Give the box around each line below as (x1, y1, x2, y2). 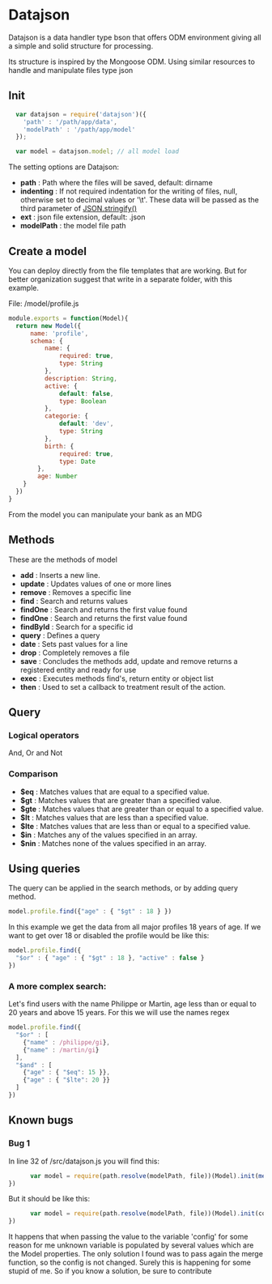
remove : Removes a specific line (19, 587, 132, 597)
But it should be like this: (8, 1194, 91, 1204)
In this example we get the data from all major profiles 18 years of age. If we (8, 922, 261, 932)
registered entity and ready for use (19, 665, 137, 674)
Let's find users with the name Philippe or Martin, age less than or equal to (8, 999, 257, 1009)
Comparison (8, 768, 58, 780)
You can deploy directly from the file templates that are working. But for (8, 266, 247, 275)
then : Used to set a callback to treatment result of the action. (19, 682, 227, 691)
